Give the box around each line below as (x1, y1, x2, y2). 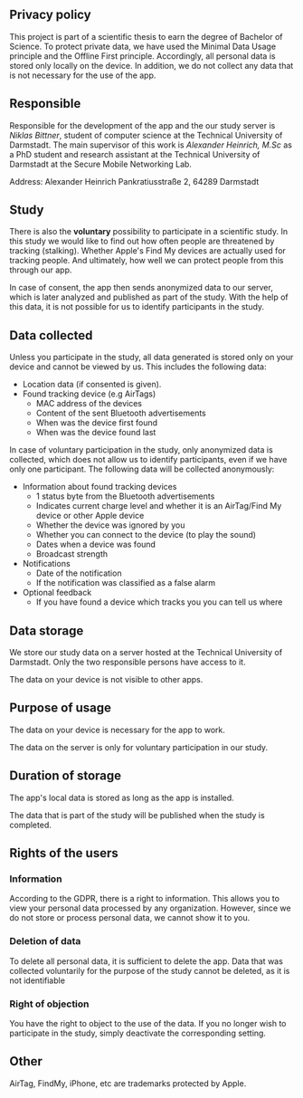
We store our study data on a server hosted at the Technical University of (9, 647, 283, 658)
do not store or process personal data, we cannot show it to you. (9, 912, 251, 923)
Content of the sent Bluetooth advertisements (35, 407, 206, 419)
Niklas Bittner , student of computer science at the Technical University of (9, 129, 283, 140)
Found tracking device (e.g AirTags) (22, 388, 156, 399)
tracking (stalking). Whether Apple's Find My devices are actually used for (9, 245, 287, 256)
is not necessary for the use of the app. (9, 70, 156, 81)
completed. (9, 819, 52, 830)
